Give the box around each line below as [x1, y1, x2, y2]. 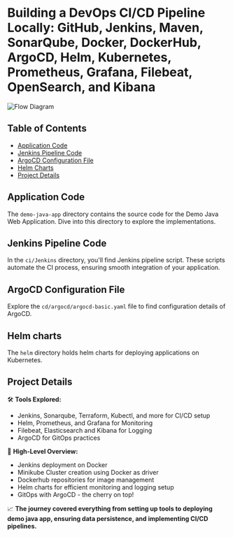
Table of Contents [7, 122, 87, 134]
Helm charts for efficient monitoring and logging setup [17, 482, 174, 491]
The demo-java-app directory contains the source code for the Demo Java [7, 210, 219, 218]
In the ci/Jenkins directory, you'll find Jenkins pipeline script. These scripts [7, 256, 225, 264]
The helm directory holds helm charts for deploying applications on [7, 348, 199, 357]
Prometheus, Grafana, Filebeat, [7, 64, 192, 80]
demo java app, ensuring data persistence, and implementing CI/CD [7, 514, 209, 522]
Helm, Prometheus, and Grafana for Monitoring [17, 418, 153, 427]
